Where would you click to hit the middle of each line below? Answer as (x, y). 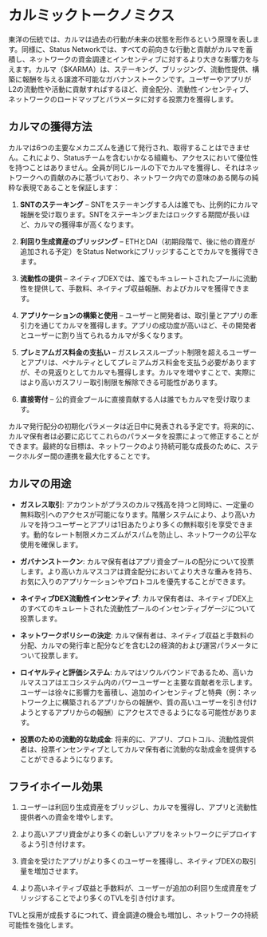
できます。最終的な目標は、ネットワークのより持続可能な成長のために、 (126, 446)
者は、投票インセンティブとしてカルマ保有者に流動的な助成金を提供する (138, 749)
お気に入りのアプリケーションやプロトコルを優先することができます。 (135, 581)
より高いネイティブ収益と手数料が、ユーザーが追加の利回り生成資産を (134, 888)
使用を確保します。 (51, 544)
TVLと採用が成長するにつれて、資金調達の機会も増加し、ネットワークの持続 (133, 915)
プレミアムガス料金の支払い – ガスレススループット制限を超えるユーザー (138, 352)
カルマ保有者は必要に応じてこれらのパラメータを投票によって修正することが (133, 436)
